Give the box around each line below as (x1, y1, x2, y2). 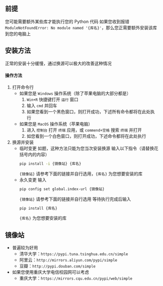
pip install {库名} (19, 206, 57, 211)
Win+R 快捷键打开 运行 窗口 (26, 96, 79, 102)
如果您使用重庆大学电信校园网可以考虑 (12, 269, 89, 275)
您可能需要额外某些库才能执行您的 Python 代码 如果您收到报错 (5, 19, 130, 24)
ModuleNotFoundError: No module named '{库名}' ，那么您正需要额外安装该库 (5, 24, 157, 30)
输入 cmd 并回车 (26, 102, 57, 109)
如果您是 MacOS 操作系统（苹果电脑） (19, 121, 93, 127)
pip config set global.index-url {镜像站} (19, 186, 105, 192)
